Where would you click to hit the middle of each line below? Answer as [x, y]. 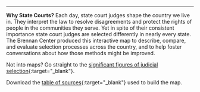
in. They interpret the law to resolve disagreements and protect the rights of [99, 22]
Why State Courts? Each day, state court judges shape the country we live [98, 15]
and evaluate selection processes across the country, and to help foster [94, 47]
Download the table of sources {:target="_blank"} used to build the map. [94, 83]
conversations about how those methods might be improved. [81, 53]
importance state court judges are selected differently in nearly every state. [99, 34]
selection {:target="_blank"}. [40, 71]
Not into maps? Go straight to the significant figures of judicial [82, 65]
